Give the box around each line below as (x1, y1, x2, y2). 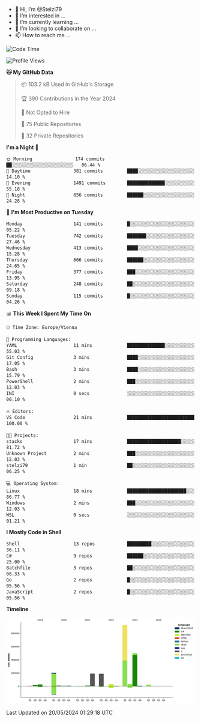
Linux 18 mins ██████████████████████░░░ (6, 488, 195, 494)
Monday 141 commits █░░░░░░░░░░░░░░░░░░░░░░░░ (6, 221, 195, 227)
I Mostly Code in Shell (6, 529, 62, 535)
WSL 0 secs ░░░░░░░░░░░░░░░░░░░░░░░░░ (6, 512, 195, 518)
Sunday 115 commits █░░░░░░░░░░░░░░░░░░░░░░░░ (6, 293, 195, 299)
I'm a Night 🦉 (6, 144, 39, 151)
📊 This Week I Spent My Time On (6, 310, 91, 317)
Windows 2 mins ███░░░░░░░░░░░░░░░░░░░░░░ (6, 500, 195, 506)
